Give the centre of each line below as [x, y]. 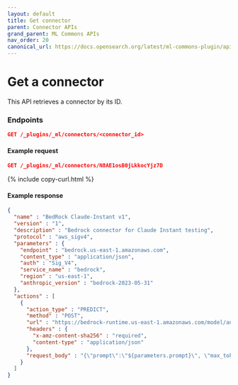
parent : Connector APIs [42, 27]
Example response [35, 195]
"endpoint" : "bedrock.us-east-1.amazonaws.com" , [95, 250]
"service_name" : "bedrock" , [63, 270]
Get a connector [56, 82]
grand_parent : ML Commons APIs [53, 34]
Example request [33, 150]
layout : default [31, 14]
